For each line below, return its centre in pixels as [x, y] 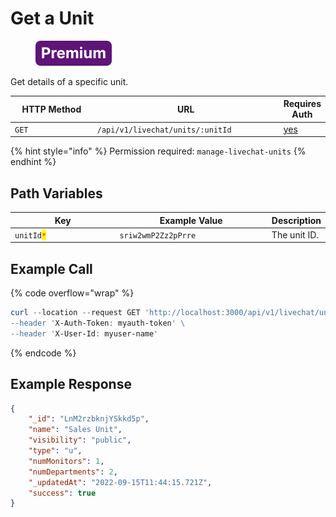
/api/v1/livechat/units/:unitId [164, 130]
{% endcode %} [43, 353]
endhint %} [33, 162]
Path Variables [56, 193]
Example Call [51, 268]
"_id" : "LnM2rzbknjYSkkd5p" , [89, 419]
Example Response [71, 384]
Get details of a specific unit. [69, 81]
